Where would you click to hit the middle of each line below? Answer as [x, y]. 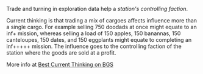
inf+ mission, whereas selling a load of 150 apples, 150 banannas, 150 [94, 33]
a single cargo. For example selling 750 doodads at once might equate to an [101, 27]
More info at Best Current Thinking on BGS [60, 64]
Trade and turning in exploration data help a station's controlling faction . [97, 9]
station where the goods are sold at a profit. [61, 53]
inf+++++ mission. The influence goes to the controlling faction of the [94, 46]
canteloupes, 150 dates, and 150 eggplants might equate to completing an [99, 40]
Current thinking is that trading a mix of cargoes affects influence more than [101, 20]
